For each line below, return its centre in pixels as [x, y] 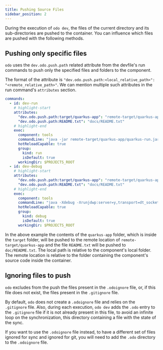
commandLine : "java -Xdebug [46, 203]
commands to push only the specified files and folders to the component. [78, 70]
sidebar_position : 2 [26, 14]
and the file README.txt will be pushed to [86, 245]
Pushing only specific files [46, 53]
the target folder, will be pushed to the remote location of [63, 240]
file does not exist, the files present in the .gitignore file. [62, 292]
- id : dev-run [24, 103]
